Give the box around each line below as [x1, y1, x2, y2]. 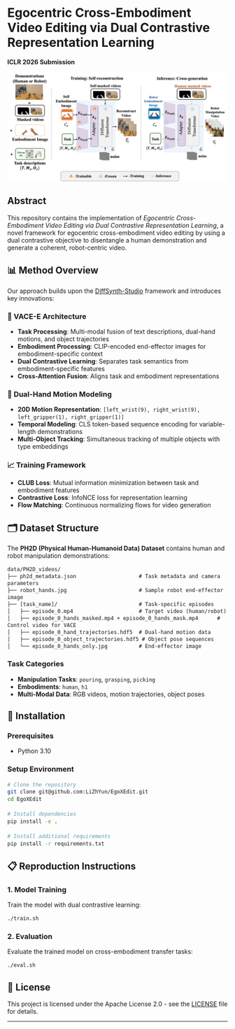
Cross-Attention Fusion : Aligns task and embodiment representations [17, 372, 220, 380]
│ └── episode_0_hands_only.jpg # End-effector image [7, 643, 201, 650]
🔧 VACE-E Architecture [7, 311, 87, 321]
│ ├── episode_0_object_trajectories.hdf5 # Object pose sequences [7, 636, 215, 643]
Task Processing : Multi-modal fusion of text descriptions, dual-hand [17, 327, 215, 336]
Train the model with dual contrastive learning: [7, 900, 141, 909]
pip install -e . [7, 818, 58, 825]
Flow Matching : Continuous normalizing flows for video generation [17, 501, 211, 510]
